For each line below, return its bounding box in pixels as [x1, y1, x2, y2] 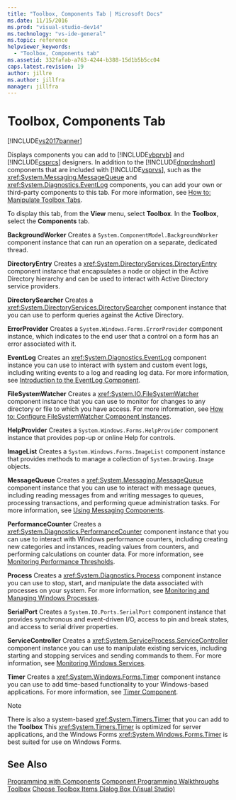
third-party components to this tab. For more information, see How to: [7, 188, 211, 197]
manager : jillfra [7, 83, 59, 90]
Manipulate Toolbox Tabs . [7, 196, 83, 204]
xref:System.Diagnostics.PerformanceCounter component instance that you [7, 527, 229, 536]
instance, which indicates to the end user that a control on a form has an [7, 332, 219, 341]
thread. [7, 246, 28, 254]
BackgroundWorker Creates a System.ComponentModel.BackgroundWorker [7, 231, 218, 240]
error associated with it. [7, 339, 77, 348]
